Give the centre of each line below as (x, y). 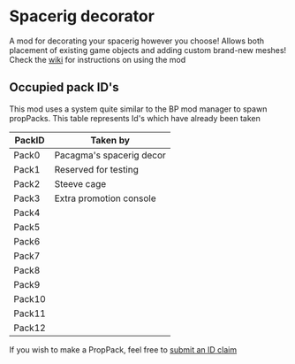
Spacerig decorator (82, 16)
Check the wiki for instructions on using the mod (98, 59)
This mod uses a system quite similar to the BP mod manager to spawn (138, 109)
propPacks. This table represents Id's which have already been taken (135, 118)
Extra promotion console (105, 198)
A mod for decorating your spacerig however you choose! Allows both (137, 41)
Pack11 (30, 314)
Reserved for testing (97, 169)
